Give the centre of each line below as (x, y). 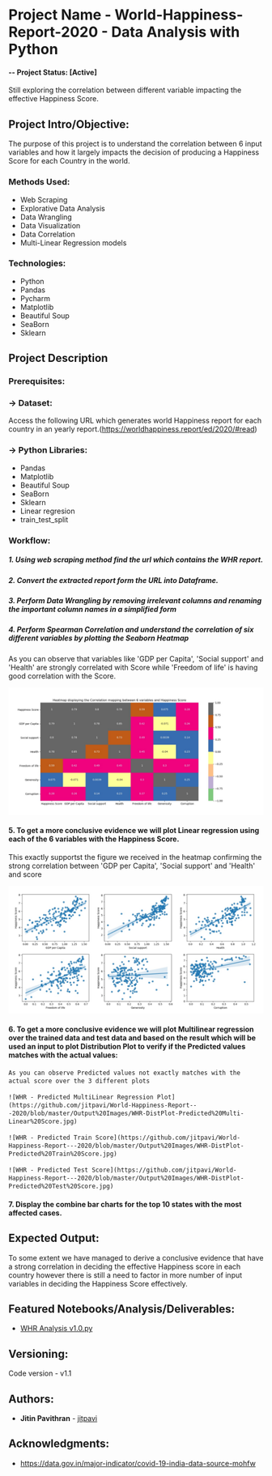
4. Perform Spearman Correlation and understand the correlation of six (131, 630)
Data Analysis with (176, 32)
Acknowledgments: (59, 1444)
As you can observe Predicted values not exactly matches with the (125, 1073)
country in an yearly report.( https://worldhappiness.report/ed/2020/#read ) (133, 429)
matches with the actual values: (63, 1055)
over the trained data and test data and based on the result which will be (132, 1037)
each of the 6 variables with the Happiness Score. (94, 839)
